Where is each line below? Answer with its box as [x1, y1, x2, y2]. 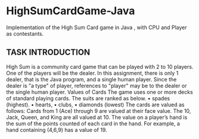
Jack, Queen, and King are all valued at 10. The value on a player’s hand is [6, 113, 188, 121]
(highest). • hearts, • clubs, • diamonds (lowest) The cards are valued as [6, 101, 185, 108]
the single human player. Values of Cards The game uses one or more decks [6, 88, 193, 96]
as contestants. [6, 30, 44, 37]
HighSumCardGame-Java [6, 4, 135, 18]
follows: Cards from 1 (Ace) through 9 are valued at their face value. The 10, [6, 107, 191, 114]
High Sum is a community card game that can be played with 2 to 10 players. [6, 63, 194, 70]
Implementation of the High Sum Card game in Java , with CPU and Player [6, 24, 187, 31]
